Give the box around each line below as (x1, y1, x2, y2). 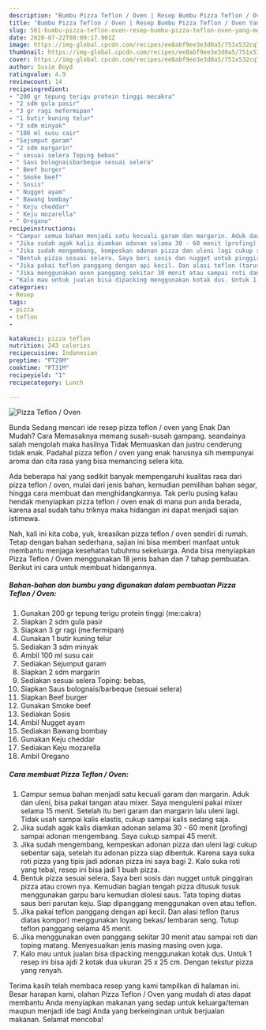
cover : (9, 56, 31, 64)
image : (9, 41, 31, 49)
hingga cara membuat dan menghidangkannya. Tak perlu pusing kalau (9, 488, 238, 498)
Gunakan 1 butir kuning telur (20, 634, 113, 643)
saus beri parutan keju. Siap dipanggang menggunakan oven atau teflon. (20, 899, 257, 908)
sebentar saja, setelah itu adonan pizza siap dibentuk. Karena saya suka (20, 848, 255, 858)
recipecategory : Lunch (9, 379, 84, 387)
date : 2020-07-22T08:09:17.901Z (9, 33, 115, 42)
